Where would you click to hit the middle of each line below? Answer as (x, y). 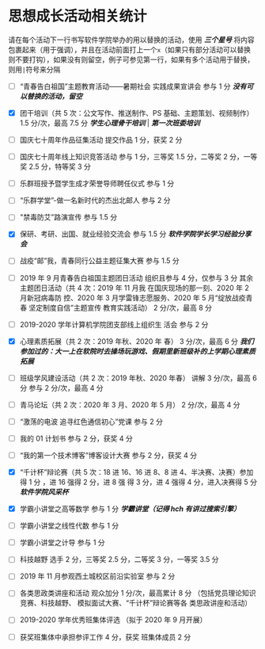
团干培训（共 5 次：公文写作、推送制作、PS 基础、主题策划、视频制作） (136, 113)
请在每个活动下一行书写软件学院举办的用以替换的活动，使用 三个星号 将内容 (131, 40)
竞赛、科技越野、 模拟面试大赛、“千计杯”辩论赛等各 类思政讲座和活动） (136, 603)
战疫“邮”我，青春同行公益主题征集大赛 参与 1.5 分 (99, 261)
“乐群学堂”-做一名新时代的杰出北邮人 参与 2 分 (95, 200)
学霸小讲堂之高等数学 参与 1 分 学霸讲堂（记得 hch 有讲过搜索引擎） (130, 509)
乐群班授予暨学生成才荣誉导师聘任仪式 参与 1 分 (97, 184)
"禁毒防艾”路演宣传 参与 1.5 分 (68, 217)
